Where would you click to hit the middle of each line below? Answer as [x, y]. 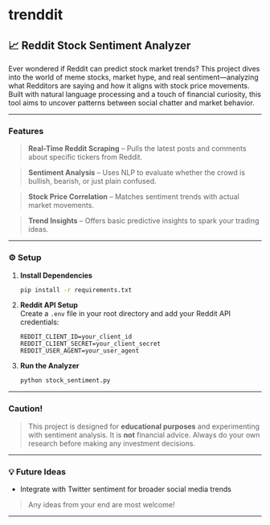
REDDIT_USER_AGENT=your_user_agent [80, 351]
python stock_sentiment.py [65, 381]
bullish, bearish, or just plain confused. [92, 181]
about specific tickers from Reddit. [85, 157]
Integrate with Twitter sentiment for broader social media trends [125, 489]
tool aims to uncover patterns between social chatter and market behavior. [131, 103]
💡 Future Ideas [37, 471]
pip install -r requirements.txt [76, 290]
